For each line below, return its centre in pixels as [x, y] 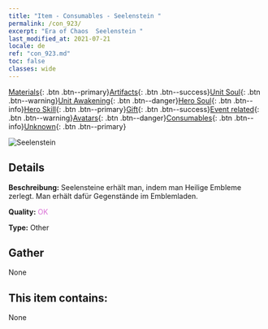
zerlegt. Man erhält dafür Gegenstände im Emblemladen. [104, 196]
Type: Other [29, 227]
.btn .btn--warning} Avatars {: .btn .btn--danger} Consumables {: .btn [121, 118]
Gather [26, 253]
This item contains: [58, 298]
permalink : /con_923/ [45, 24]
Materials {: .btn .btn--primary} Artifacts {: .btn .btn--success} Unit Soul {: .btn [135, 92]
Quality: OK [28, 211]
